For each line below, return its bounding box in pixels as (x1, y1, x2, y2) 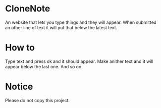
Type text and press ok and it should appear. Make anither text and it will (5, 58, 154, 64)
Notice (5, 81, 33, 92)
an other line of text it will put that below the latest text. (5, 24, 117, 30)
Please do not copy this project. (5, 97, 70, 103)
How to (5, 42, 35, 54)
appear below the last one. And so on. (5, 63, 83, 69)
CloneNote (5, 3, 51, 14)
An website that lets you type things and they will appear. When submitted (5, 19, 157, 25)
